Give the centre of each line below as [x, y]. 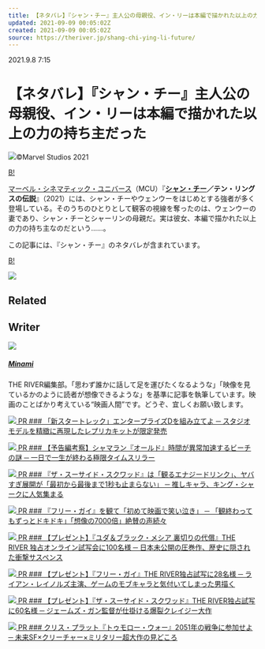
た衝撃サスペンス [35, 557]
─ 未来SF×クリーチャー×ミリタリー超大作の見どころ [93, 637]
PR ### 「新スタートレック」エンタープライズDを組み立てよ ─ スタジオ [134, 421]
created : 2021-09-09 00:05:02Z [60, 30]
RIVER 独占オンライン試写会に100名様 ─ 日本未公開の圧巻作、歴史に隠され [129, 548]
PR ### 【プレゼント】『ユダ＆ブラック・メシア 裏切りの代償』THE [127, 538]
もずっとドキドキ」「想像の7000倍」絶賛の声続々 [88, 521]
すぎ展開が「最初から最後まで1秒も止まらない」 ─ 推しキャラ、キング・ [124, 484]
